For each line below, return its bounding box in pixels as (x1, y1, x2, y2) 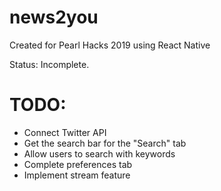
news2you (9, 6, 99, 29)
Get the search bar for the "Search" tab (23, 137, 187, 149)
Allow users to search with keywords (23, 147, 176, 160)
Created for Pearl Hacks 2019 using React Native (9, 39, 211, 51)
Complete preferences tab (23, 158, 133, 170)
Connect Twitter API (23, 126, 107, 138)
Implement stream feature (23, 169, 131, 181)
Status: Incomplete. (9, 58, 90, 70)
